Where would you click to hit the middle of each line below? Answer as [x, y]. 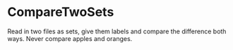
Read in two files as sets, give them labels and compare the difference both [117, 31]
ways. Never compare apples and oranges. [70, 38]
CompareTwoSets [61, 12]
